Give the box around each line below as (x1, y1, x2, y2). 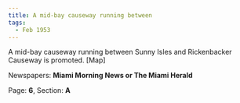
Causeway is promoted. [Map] (8, 55, 106, 65)
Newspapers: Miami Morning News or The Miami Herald (8, 71, 194, 80)
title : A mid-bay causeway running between (8, 11, 153, 20)
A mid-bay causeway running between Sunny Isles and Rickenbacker (8, 48, 233, 57)
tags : (8, 19, 26, 27)
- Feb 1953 (15, 26, 51, 34)
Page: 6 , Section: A (8, 86, 71, 95)
